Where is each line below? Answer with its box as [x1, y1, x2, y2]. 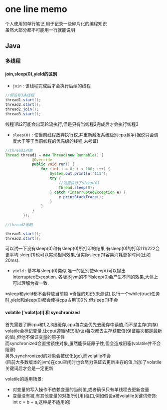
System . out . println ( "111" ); [49, 171, 108, 176]
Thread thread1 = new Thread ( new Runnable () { [5, 152, 104, 158]
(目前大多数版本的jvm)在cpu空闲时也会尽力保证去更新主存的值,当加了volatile [5, 359, 162, 365]
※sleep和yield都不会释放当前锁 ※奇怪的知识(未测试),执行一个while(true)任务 [5, 291, 161, 297]
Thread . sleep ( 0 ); [58, 185, 95, 190]
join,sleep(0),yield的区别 [5, 71, 57, 77]
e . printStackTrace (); [58, 194, 104, 199]
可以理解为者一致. [12, 280, 49, 286]
